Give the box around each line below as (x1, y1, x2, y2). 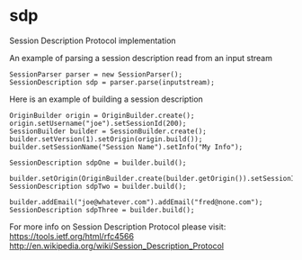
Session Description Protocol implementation (9, 35, 177, 46)
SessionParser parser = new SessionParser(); (9, 69, 182, 79)
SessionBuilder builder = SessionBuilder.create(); (9, 127, 207, 136)
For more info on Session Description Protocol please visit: (9, 221, 226, 232)
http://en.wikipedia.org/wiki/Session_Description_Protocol (9, 240, 225, 251)
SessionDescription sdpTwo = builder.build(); (9, 182, 187, 191)
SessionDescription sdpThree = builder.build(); (9, 205, 195, 214)
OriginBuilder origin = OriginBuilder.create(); (9, 111, 195, 120)
